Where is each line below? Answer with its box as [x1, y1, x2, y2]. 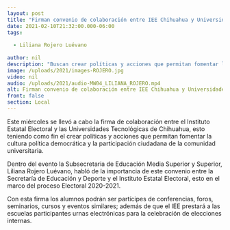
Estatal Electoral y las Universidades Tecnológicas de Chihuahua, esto [7, 124, 205, 133]
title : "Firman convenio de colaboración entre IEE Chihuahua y [7, 16, 194, 23]
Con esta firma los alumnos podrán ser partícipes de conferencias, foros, [7, 195, 214, 203]
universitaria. [7, 146, 44, 154]
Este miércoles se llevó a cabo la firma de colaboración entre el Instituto [7, 117, 210, 126]
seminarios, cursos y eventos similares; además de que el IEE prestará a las [7, 202, 220, 210]
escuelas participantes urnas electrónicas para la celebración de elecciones [7, 209, 222, 217]
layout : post [7, 10, 44, 17]
